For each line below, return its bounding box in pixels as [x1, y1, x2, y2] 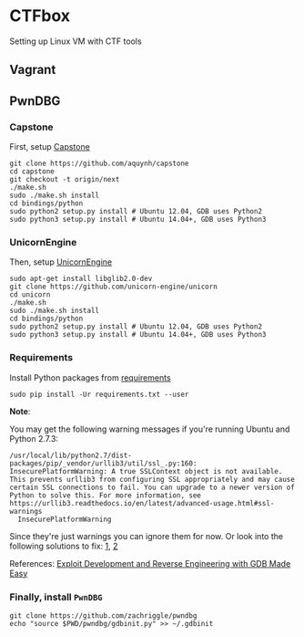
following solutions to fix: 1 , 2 [9, 540, 118, 551]
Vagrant [9, 62, 56, 78]
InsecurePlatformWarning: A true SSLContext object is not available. [9, 466, 283, 475]
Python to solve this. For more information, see [9, 490, 202, 500]
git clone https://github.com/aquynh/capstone [9, 159, 189, 169]
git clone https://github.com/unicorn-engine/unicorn [9, 282, 218, 292]
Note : [9, 405, 31, 416]
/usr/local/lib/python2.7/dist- [9, 451, 132, 460]
